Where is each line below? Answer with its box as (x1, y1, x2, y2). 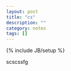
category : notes (6, 25, 46, 31)
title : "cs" (6, 14, 35, 20)
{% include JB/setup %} (6, 47, 65, 54)
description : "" (6, 20, 46, 25)
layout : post (6, 8, 38, 15)
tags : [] (6, 31, 28, 37)
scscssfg (6, 59, 28, 66)
